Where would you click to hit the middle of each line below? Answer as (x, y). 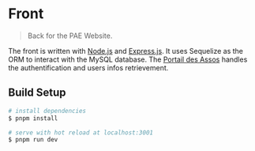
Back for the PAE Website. (70, 36)
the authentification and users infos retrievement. (88, 67)
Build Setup (37, 93)
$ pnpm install (33, 118)
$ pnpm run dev (33, 140)
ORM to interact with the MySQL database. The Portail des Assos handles (128, 59)
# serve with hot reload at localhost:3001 (81, 132)
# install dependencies (47, 111)
